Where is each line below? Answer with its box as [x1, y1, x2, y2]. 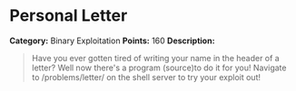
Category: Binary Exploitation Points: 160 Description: [9, 35, 215, 46]
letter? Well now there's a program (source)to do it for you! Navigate [31, 62, 287, 73]
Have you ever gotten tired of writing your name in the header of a [31, 52, 280, 63]
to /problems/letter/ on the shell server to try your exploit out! [31, 71, 261, 82]
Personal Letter [9, 5, 128, 26]
